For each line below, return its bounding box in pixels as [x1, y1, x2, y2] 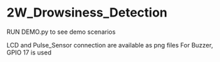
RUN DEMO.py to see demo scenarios [6, 28, 116, 36]
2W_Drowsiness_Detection [6, 5, 168, 21]
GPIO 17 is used [6, 48, 52, 56]
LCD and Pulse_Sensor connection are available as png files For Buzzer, [6, 41, 214, 49]
